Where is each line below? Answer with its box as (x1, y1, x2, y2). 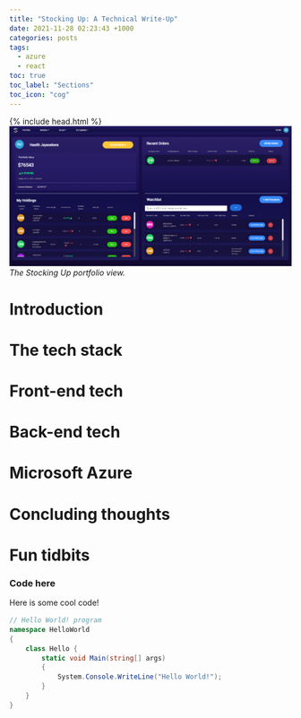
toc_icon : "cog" (9, 90, 70, 99)
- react (17, 62, 47, 71)
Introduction (9, 298, 104, 319)
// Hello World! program (9, 616, 102, 625)
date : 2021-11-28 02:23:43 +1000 (9, 23, 134, 33)
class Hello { (25, 644, 78, 653)
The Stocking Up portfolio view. (9, 267, 125, 278)
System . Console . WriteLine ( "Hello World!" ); (56, 672, 222, 681)
